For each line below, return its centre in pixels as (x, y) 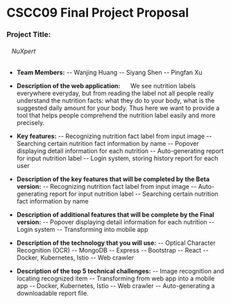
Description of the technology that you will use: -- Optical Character (116, 243)
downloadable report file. (52, 294)
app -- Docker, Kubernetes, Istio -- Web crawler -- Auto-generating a (116, 286)
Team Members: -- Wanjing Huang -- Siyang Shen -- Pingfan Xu (109, 73)
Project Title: (29, 35)
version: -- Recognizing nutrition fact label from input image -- (106, 187)
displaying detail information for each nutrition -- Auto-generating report (120, 151)
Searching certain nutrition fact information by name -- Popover (108, 144)
